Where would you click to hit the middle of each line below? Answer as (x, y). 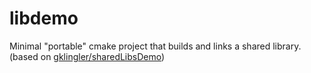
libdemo (44, 18)
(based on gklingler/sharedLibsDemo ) (87, 56)
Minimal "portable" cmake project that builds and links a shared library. (155, 46)
